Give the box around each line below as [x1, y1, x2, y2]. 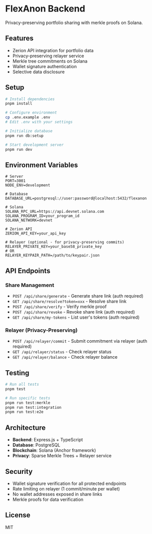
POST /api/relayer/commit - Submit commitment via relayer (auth [12, 338, 147, 344]
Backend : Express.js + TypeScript [12, 437, 83, 443]
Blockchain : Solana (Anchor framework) [12, 447, 96, 453]
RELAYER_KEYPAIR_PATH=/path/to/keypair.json [5, 253, 100, 258]
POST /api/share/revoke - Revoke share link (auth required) [12, 309, 135, 315]
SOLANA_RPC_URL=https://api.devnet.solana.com [5, 209, 104, 214]
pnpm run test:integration [5, 405, 62, 410]
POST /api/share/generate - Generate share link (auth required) [12, 293, 144, 299]
